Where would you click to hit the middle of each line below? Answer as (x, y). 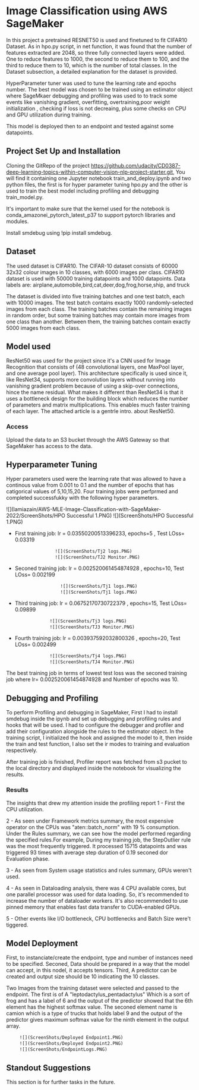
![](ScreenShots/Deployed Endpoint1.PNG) (71, 1038)
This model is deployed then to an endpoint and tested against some (90, 126)
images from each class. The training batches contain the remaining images (99, 309)
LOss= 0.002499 (35, 645)
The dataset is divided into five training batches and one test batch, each (96, 296)
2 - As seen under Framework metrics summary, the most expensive (90, 821)
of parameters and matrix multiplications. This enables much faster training (98, 405)
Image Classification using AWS (87, 11)
